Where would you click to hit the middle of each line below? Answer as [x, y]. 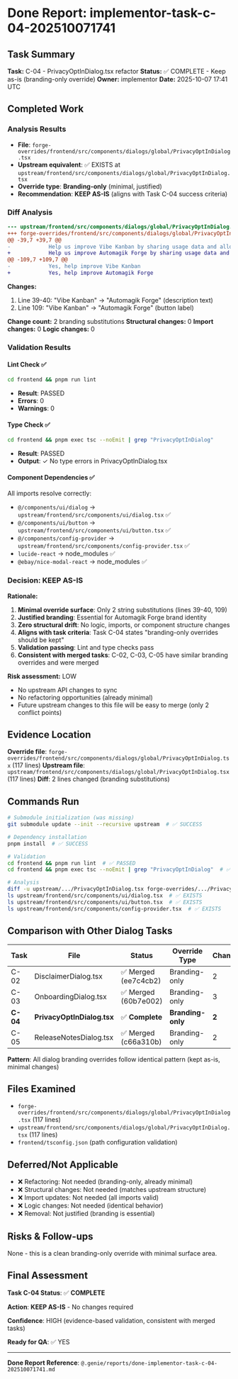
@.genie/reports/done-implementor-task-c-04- [149, 1363]
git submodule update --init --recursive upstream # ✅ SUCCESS [105, 824]
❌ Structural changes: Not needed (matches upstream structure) [112, 1190]
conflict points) [40, 712]
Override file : [27, 752]
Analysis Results [37, 129]
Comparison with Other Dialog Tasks [90, 931]
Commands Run [43, 801]
